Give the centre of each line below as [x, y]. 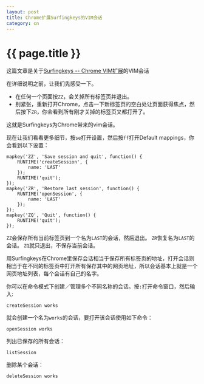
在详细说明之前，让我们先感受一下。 [52, 84]
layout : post [23, 12]
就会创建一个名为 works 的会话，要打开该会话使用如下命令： [80, 318]
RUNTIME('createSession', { [53, 162]
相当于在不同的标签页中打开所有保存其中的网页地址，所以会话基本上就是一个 [102, 266]
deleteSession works [32, 376]
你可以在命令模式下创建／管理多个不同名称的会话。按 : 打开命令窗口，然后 [98, 287]
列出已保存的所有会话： [36, 341]
